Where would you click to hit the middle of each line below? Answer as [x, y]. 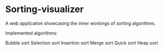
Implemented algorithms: [31, 33]
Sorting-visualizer [45, 9]
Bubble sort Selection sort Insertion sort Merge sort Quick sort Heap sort [82, 43]
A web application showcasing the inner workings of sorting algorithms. [81, 23]
